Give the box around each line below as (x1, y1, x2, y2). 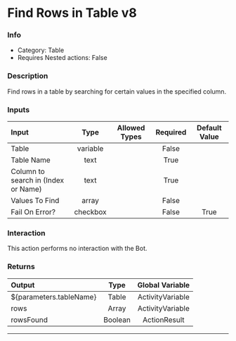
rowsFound (11, 315, 48, 325)
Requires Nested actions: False (17, 54, 107, 62)
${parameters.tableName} (11, 292, 97, 302)
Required (155, 128, 187, 137)
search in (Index (11, 175, 65, 185)
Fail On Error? (11, 207, 56, 217)
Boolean (103, 315, 131, 325)
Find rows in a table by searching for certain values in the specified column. (7, 87, 227, 96)
